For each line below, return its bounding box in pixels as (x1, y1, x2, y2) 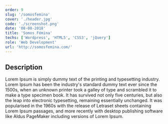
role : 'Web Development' (5, 40, 57, 45)
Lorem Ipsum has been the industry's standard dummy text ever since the (5, 81, 157, 87)
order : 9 (5, 7, 23, 12)
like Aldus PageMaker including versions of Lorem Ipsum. (5, 113, 123, 119)
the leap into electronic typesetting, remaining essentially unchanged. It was (5, 97, 162, 103)
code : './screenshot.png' (5, 21, 59, 26)
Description (5, 63, 42, 71)
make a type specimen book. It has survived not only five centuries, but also (5, 92, 162, 98)
